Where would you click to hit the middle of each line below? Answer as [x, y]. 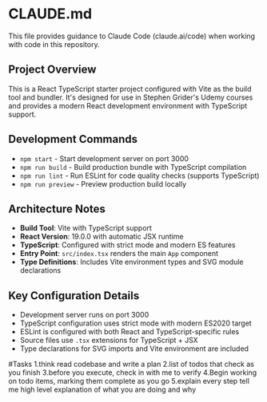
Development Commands [73, 139]
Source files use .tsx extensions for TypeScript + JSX [109, 341]
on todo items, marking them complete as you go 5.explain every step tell [129, 381]
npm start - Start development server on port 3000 [104, 158]
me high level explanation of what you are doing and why [102, 390]
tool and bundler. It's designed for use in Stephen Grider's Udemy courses [131, 97]
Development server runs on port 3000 [84, 315]
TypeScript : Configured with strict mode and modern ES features [128, 245]
